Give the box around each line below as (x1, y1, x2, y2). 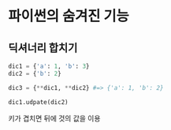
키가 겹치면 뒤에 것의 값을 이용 (8, 113, 101, 123)
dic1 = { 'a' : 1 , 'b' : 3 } (8, 62, 90, 70)
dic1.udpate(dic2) (8, 98, 69, 106)
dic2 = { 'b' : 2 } (8, 69, 61, 77)
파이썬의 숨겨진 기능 (8, 7, 130, 25)
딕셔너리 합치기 (8, 41, 78, 54)
